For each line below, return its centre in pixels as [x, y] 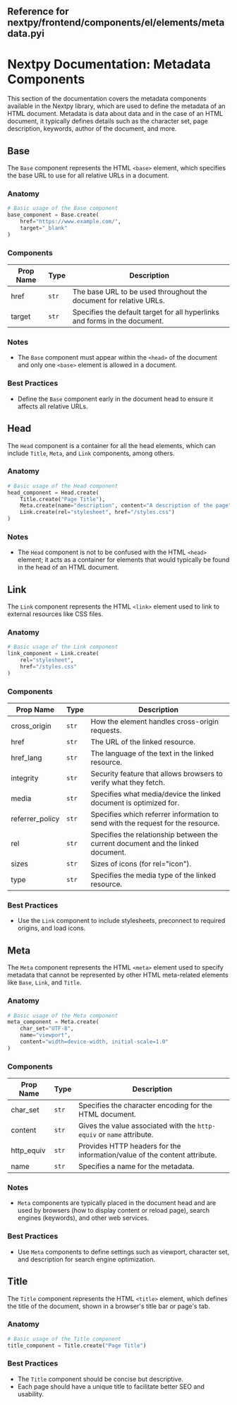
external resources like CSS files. [55, 614]
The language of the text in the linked [152, 753]
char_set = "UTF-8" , [47, 1029]
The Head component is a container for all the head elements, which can [112, 445]
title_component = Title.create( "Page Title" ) [77, 1346]
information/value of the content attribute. [148, 1155]
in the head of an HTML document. [68, 568]
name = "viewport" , [45, 1035]
